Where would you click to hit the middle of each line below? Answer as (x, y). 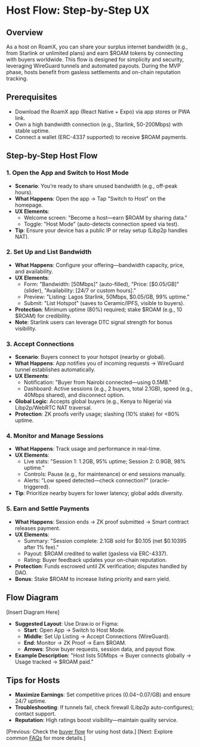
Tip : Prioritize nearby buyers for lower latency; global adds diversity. (99, 493)
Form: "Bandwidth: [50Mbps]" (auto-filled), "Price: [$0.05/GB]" (101, 284)
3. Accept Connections (40, 344)
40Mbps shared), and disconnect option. (74, 395)
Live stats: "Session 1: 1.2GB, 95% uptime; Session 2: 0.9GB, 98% (105, 462)
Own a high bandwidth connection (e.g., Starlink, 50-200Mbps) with (99, 124)
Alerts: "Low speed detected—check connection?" (86, 481)
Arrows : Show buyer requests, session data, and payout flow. (100, 649)
